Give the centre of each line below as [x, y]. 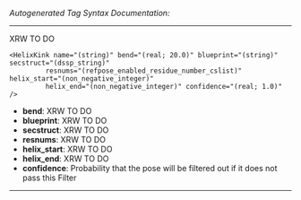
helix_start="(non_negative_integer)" [82, 79]
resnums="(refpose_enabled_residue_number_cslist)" [144, 71]
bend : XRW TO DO [57, 111]
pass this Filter [49, 178]
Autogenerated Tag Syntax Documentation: [90, 13]
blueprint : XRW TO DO [64, 121]
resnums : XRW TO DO [64, 139]
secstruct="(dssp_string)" [60, 63]
